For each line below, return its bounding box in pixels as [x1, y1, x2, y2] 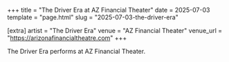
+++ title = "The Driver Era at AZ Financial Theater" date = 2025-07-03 [7, 6, 210, 14]
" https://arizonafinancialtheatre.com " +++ [7, 34, 127, 42]
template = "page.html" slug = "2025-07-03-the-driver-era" [7, 13, 178, 21]
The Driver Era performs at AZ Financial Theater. [7, 48, 146, 55]
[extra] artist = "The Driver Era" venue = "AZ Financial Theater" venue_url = [7, 27, 223, 34]
